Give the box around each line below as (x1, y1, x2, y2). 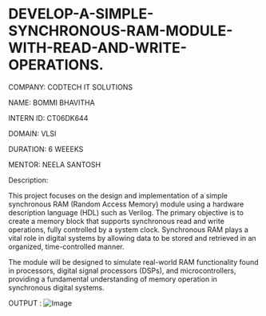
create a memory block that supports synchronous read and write (8, 216, 225, 226)
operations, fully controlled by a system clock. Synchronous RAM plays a (8, 225, 249, 234)
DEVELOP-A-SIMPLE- (8, 5, 154, 23)
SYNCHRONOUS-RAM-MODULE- (8, 22, 233, 40)
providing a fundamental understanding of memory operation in (8, 274, 218, 284)
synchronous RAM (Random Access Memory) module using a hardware (8, 199, 244, 209)
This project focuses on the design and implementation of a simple (8, 190, 228, 200)
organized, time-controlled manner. (8, 242, 125, 251)
